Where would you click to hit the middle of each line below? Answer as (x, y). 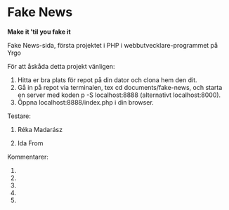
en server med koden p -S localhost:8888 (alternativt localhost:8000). (119, 95)
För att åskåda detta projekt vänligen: (61, 66)
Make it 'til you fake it (39, 32)
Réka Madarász (40, 129)
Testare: (19, 116)
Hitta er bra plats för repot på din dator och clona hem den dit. (107, 80)
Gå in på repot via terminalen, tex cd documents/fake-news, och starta (120, 87)
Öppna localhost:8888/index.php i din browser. (86, 102)
